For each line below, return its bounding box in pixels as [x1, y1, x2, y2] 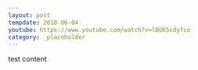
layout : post [8, 11, 51, 19]
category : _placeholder [8, 33, 86, 41]
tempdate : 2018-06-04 [8, 19, 79, 26]
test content [8, 54, 47, 64]
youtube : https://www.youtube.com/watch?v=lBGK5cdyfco [8, 26, 191, 33]
